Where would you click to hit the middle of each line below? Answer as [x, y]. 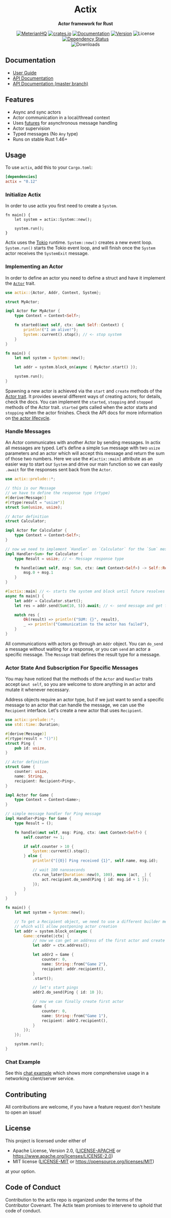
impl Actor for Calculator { [36, 531]
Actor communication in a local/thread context [61, 117]
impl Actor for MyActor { [33, 311]
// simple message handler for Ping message [53, 814]
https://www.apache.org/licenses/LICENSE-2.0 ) [63, 1156]
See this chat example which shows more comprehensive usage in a [77, 1073]
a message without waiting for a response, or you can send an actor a [78, 649]
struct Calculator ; [26, 521]
